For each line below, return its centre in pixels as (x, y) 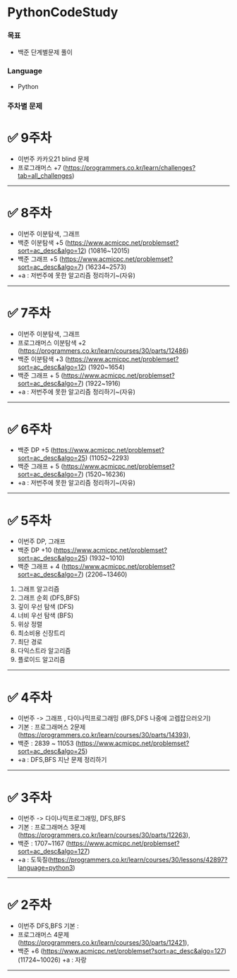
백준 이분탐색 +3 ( (42, 359)
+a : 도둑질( (34, 860)
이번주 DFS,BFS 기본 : (48, 926)
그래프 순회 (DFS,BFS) (49, 598)
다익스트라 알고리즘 (44, 651)
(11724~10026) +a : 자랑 (52, 960)
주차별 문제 (25, 106)
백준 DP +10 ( (37, 550)
